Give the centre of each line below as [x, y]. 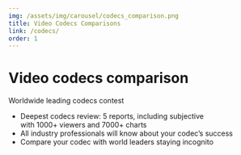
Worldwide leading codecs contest [66, 101]
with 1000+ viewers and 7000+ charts [83, 125]
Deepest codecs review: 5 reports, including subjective [112, 116]
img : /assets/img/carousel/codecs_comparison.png [94, 16]
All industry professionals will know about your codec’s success [126, 133]
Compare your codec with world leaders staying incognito [117, 142]
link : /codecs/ [34, 31]
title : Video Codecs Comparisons [65, 23]
